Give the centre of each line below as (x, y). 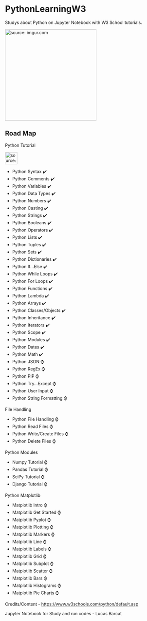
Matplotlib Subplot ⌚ (33, 563)
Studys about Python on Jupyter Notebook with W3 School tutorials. (73, 22)
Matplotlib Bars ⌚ (29, 578)
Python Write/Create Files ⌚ (40, 434)
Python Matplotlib (23, 495)
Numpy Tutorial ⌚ (30, 462)
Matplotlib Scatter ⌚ (32, 571)
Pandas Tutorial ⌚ (30, 469)
